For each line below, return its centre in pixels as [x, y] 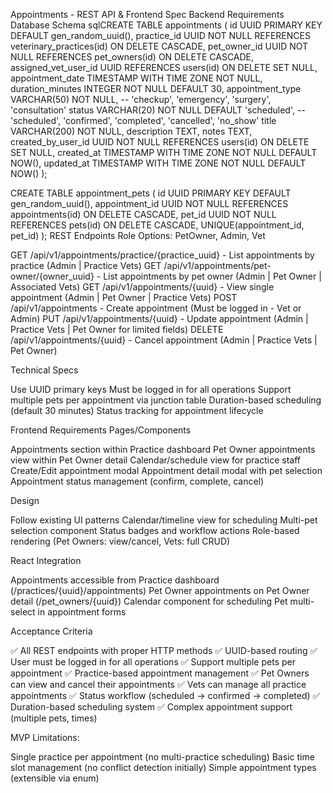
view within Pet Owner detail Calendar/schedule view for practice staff [155, 460]
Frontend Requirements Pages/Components [101, 430]
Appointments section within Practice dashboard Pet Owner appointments [163, 449]
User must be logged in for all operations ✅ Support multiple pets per [153, 662]
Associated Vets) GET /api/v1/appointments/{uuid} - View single [142, 287]
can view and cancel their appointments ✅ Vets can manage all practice [158, 684]
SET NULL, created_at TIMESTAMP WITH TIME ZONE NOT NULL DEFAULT [164, 152]
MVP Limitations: [45, 737]
